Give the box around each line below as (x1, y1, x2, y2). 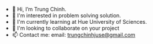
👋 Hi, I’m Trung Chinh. (11, 6, 67, 12)
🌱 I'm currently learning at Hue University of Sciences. (11, 18, 148, 25)
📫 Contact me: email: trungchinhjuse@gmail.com (11, 32, 136, 38)
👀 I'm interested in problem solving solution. (11, 12, 122, 19)
